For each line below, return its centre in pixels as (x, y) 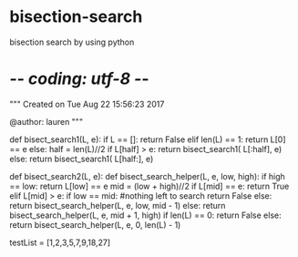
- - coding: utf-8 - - (79, 79)
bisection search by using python (72, 42)
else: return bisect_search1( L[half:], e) (82, 159)
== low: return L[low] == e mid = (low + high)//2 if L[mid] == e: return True (149, 186)
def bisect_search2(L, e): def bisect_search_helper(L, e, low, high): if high (147, 176)
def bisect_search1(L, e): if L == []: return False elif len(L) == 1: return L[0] (148, 139)
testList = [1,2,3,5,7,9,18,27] (60, 242)
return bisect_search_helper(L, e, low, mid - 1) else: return (118, 205)
